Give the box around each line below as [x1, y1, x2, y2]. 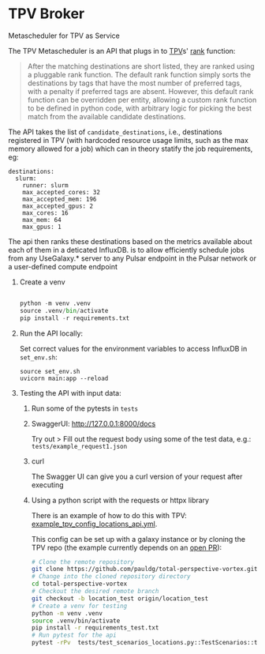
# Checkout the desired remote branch [31, 588, 159, 596]
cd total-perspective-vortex [31, 580, 128, 588]
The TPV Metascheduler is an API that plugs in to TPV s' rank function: [8, 46, 236, 55]
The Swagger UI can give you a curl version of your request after [31, 472, 243, 481]
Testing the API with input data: [19, 388, 121, 397]
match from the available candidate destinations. [27, 111, 186, 121]
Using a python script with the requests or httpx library [31, 495, 210, 505]
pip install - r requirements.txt [19, 314, 130, 322]
